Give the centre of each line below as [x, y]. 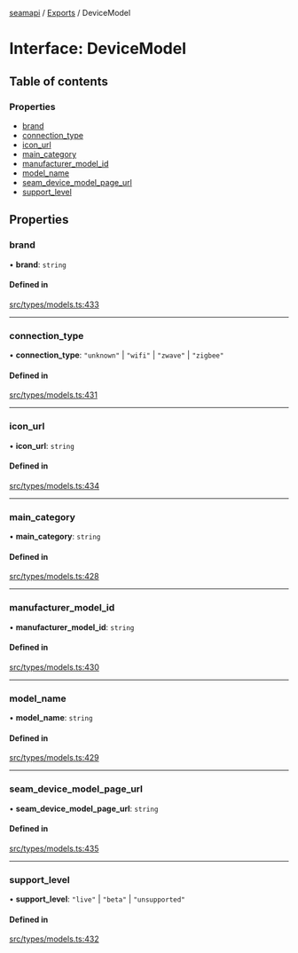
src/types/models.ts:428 [54, 577]
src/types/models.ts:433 [54, 304]
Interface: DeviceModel [98, 49]
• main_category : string [55, 537]
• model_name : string [51, 718]
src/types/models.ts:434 [55, 485]
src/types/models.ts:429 [54, 758]
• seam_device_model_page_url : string [84, 808]
